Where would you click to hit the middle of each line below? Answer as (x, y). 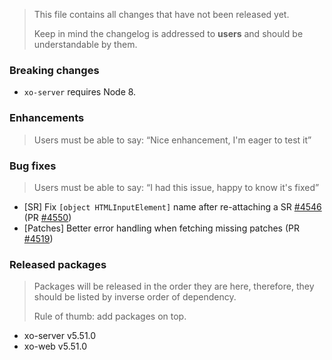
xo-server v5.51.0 (60, 336)
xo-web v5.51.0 (55, 346)
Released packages (58, 264)
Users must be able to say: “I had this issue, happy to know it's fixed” (176, 187)
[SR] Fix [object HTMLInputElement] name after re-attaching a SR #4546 (172, 206)
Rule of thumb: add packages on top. (110, 316)
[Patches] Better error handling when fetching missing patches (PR (161, 228)
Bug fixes (33, 166)
